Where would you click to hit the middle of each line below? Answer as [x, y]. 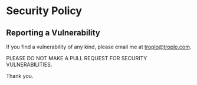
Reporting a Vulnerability [53, 33]
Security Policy [44, 11]
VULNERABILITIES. [29, 64]
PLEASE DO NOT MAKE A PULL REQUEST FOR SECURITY [77, 58]
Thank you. [20, 76]
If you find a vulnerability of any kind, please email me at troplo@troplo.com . [99, 47]
